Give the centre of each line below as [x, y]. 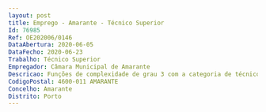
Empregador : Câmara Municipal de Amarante [79, 67]
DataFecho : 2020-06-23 [46, 52]
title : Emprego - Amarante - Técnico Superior [86, 23]
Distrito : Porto [35, 96]
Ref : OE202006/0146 [40, 37]
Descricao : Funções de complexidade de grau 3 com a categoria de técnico [134, 74]
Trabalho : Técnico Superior [55, 60]
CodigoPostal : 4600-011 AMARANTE [63, 81]
